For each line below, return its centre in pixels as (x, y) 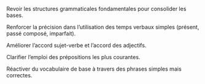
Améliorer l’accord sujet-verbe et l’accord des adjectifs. (76, 45)
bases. (15, 15)
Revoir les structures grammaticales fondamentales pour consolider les (96, 9)
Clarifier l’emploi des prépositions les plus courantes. (73, 57)
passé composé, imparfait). (41, 33)
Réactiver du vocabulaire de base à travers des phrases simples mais (94, 69)
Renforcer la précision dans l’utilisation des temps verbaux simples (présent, (103, 27)
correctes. (19, 75)
